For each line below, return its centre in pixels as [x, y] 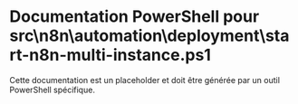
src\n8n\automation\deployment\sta [149, 36]
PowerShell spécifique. [52, 90]
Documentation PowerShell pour [135, 17]
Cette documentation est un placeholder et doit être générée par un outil [145, 80]
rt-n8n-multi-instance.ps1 [110, 55]
